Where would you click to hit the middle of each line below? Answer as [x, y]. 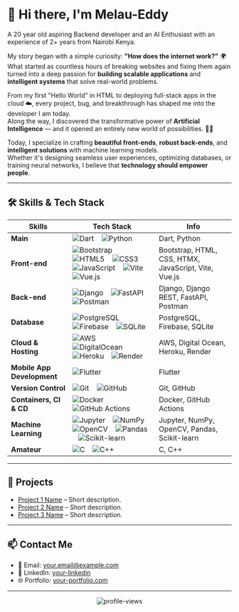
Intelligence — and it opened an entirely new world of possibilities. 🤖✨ [111, 128]
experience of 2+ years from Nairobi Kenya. [71, 41]
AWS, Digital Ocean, [192, 343]
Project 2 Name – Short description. [70, 507]
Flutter [170, 372]
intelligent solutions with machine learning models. [83, 150]
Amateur [26, 450]
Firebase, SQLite [186, 326]
